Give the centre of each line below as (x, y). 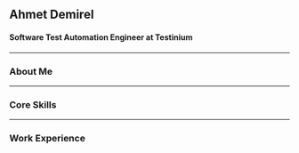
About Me (31, 71)
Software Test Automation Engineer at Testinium (101, 37)
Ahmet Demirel (52, 15)
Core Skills (33, 104)
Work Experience (48, 139)
